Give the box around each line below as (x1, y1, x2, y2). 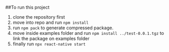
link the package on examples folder (12, 35, 90, 41)
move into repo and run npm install (12, 20, 89, 25)
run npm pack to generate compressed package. (12, 25, 114, 31)
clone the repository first (12, 14, 65, 20)
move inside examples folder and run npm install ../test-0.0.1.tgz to (12, 30, 164, 36)
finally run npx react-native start (12, 41, 86, 47)
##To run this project (5, 5, 50, 10)
